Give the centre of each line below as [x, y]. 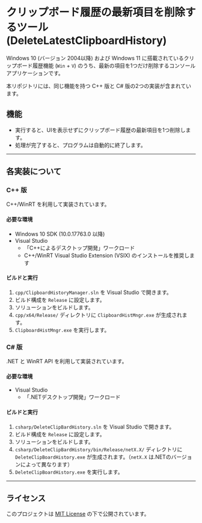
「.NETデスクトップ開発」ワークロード [72, 397]
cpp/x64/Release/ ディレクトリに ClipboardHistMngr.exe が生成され [98, 315]
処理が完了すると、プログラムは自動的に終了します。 [80, 145]
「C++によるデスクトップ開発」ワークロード [79, 248]
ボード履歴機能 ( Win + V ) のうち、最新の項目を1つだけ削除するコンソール [106, 65]
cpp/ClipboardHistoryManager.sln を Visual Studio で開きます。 [93, 292]
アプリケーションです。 [35, 73]
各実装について [34, 171]
